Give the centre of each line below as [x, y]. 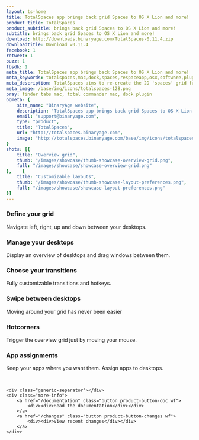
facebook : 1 [21, 50]
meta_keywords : [25, 78]
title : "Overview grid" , [47, 155]
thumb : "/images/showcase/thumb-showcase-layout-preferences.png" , [102, 182]
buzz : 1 [16, 61]
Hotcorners [23, 327]
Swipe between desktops [44, 298]
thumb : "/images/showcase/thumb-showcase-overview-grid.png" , [95, 160]
